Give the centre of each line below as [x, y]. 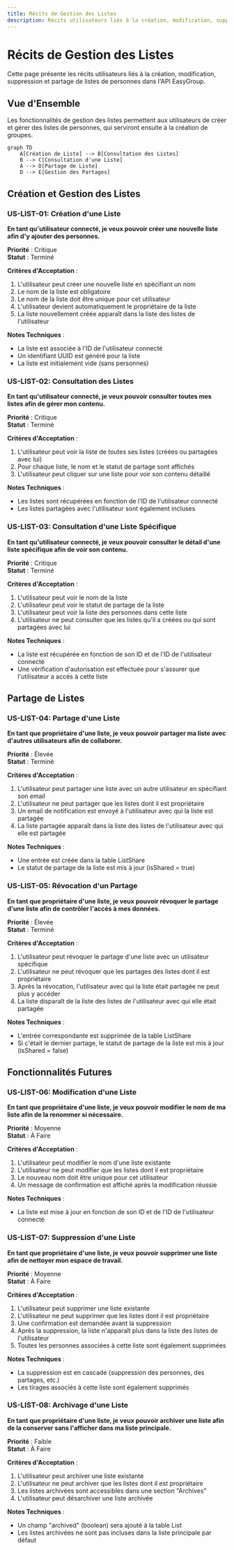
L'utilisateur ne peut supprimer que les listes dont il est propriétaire [113, 1315]
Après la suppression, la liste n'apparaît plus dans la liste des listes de [117, 1330]
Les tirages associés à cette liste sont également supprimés [103, 1387]
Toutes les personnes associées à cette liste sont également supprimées [122, 1345]
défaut [27, 1540]
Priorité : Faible [30, 1441]
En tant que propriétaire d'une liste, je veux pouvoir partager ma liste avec [117, 733]
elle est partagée [41, 833]
